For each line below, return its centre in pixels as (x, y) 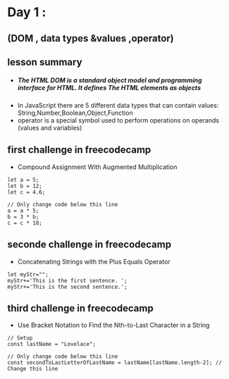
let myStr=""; (28, 274)
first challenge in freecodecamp (79, 150)
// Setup (20, 338)
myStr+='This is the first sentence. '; (68, 280)
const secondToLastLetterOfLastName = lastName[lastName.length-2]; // (114, 363)
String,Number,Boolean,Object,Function (75, 113)
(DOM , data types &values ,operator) (91, 38)
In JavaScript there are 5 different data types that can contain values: (118, 105)
